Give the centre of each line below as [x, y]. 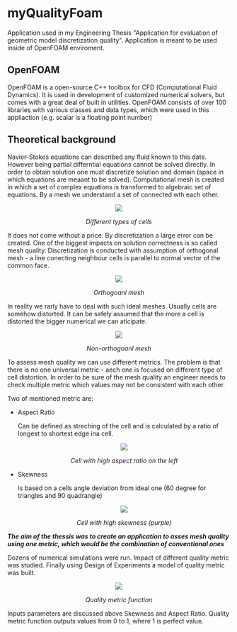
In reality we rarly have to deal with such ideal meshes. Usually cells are [112, 306]
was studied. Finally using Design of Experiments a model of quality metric [116, 565]
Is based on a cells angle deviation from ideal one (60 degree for [112, 488]
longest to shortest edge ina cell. [65, 433]
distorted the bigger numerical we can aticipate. [77, 321]
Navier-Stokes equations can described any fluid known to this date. [107, 157]
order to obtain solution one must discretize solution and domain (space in [116, 172]
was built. [22, 572]
